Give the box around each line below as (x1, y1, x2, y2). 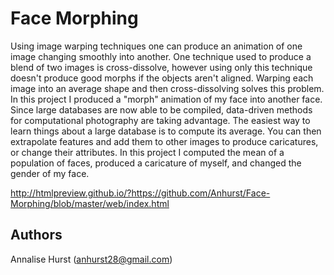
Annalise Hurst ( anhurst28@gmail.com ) (10, 253, 173, 265)
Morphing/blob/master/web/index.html (10, 197, 170, 209)
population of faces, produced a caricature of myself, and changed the (10, 157, 302, 169)
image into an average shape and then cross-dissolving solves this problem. (10, 82, 325, 94)
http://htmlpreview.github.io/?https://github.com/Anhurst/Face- (10, 187, 271, 199)
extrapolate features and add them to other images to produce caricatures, (10, 135, 319, 147)
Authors (10, 227, 63, 244)
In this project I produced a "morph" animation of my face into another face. (10, 93, 323, 105)
